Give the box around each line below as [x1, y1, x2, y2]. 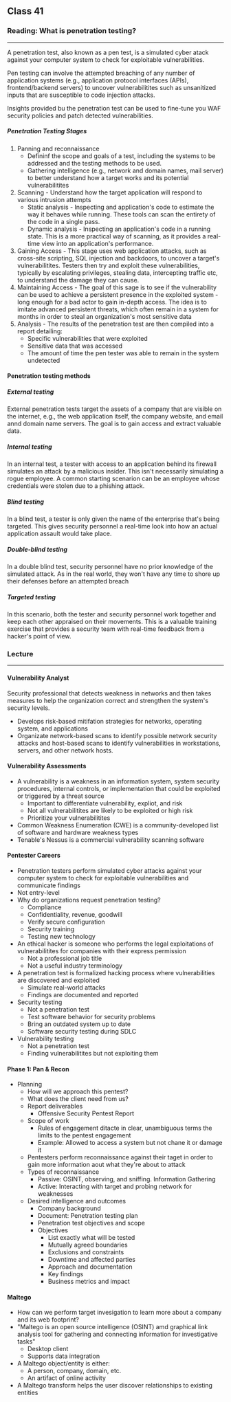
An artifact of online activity [27, 1374, 107, 1382]
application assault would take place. [7, 529, 112, 538]
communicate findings [16, 881, 81, 889]
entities [16, 1388, 38, 1397]
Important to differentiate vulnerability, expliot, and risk [27, 799, 183, 807]
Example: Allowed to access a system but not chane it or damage [37, 1139, 223, 1147]
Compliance [27, 903, 62, 911]
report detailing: [16, 326, 63, 335]
